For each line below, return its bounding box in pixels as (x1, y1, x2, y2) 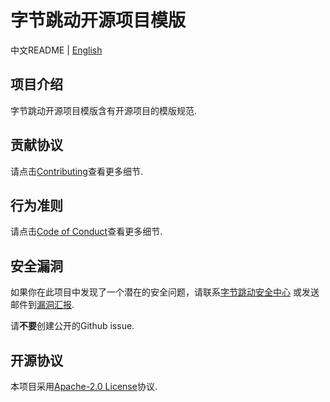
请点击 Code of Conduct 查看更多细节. (10, 226, 163, 238)
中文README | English (10, 44, 103, 56)
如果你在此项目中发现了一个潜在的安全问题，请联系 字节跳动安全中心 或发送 (10, 286, 320, 298)
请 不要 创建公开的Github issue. (10, 320, 135, 332)
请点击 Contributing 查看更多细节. (10, 165, 143, 177)
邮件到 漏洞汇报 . (10, 299, 75, 311)
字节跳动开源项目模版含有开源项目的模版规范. (10, 104, 198, 116)
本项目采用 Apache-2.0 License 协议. (10, 381, 158, 392)
